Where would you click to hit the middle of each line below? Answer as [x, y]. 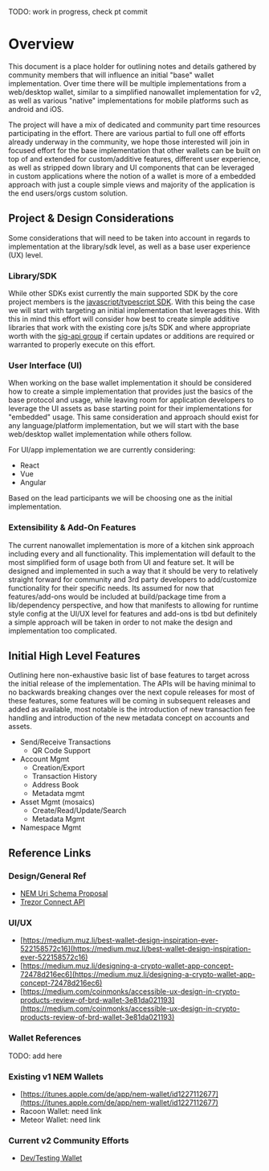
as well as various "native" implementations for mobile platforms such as [128, 101]
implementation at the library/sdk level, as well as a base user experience [129, 246]
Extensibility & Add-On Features [72, 528]
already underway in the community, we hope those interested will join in [129, 142]
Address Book [55, 785]
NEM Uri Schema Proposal [64, 893]
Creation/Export [58, 768]
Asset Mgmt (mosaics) [57, 802]
